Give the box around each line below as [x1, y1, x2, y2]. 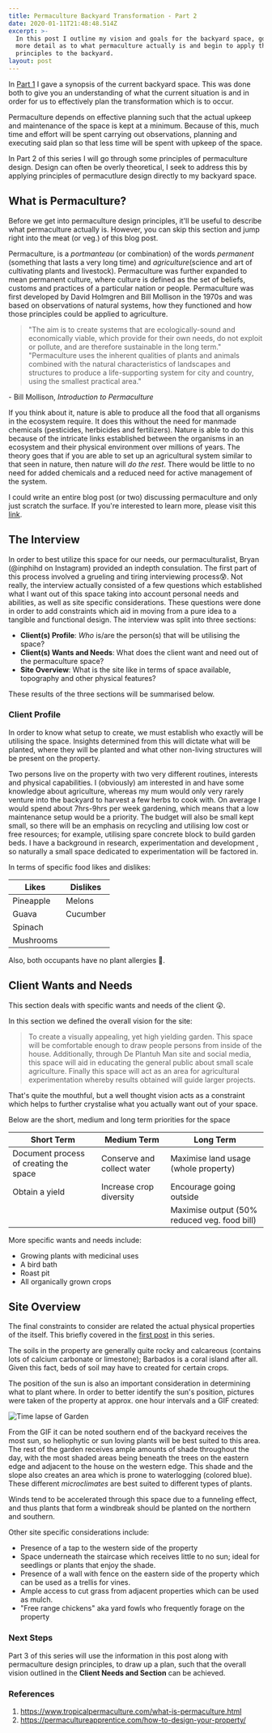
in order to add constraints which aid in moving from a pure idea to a [8, 606, 237, 615]
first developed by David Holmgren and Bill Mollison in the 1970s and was [8, 292, 253, 301]
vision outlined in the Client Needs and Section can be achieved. [8, 1667, 226, 1677]
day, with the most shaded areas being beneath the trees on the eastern [8, 1453, 249, 1463]
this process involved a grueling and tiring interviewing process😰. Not [8, 572, 244, 581]
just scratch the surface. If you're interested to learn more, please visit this [8, 500, 257, 510]
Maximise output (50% [170, 1204, 257, 1216]
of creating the [12, 1157, 69, 1169]
